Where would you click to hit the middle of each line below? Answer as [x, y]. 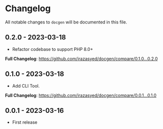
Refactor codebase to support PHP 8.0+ [53, 49]
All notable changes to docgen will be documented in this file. [66, 22]
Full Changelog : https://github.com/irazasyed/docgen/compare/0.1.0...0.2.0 [81, 59]
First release [25, 122]
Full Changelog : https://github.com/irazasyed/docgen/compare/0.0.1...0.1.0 [81, 95]
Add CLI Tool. [26, 86]
